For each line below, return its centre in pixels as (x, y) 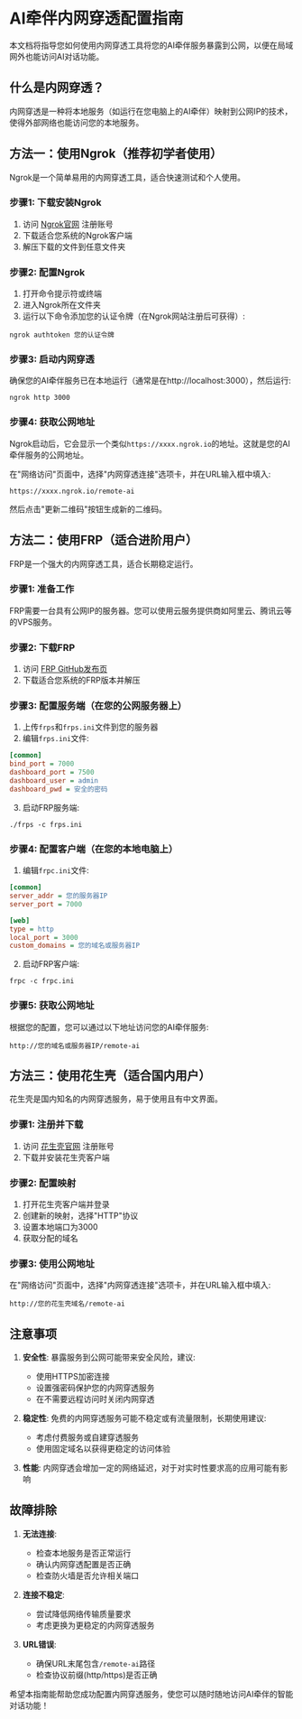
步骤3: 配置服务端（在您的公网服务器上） (98, 706)
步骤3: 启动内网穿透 (52, 359)
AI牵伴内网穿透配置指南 (96, 19)
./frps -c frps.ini (46, 824)
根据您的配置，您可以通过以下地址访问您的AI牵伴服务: (109, 1027)
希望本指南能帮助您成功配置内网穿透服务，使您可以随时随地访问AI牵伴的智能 (151, 1694)
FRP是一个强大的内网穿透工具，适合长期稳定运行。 (104, 563)
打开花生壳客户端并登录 (66, 1204)
